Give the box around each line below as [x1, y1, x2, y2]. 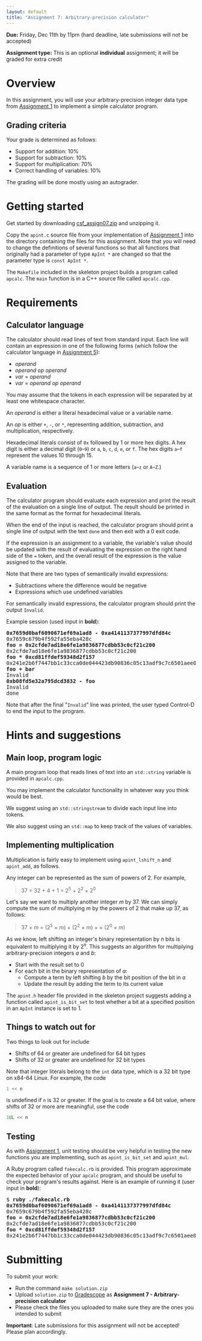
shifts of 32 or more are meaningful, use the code [6, 1103, 129, 1110]
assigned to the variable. [6, 559, 67, 566]
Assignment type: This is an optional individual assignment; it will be [6, 49, 179, 56]
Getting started [6, 200, 84, 214]
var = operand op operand [14, 380, 81, 387]
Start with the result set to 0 [14, 961, 84, 968]
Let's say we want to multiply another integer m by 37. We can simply [6, 898, 178, 906]
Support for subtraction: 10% [14, 154, 87, 161]
